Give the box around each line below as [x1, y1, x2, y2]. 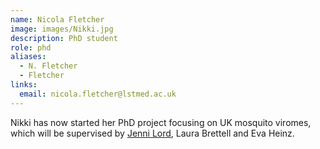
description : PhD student [10, 33, 118, 43]
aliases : [10, 52, 47, 62]
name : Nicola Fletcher [10, 14, 105, 25]
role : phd [10, 42, 52, 53]
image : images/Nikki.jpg [10, 24, 114, 34]
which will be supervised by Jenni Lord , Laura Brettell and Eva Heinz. [10, 127, 295, 139]
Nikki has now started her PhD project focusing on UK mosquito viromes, [10, 116, 312, 128]
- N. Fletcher [19, 61, 78, 71]
